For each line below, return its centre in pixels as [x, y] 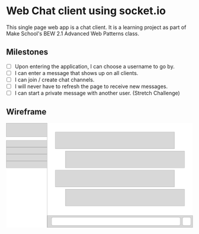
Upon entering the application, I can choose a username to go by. [94, 66]
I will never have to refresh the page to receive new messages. [91, 86]
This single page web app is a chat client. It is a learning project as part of [96, 27]
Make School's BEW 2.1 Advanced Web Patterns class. [73, 33]
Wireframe [26, 112]
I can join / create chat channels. [54, 79]
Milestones [27, 52]
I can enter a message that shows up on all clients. [76, 73]
